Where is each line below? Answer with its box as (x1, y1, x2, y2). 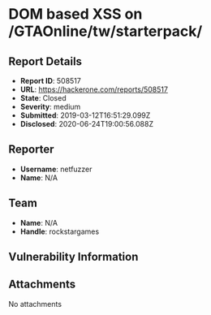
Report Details (8, 54, 83, 68)
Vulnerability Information (8, 250, 139, 264)
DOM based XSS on (8, 5, 143, 24)
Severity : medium (19, 102, 81, 111)
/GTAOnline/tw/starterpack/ (8, 22, 203, 41)
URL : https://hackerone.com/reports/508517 (19, 84, 169, 94)
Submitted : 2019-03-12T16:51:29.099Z (19, 110, 151, 120)
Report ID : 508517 (19, 76, 81, 85)
